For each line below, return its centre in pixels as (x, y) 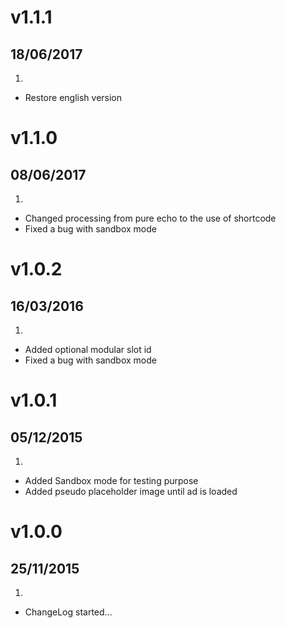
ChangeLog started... (68, 612)
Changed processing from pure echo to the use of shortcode (150, 218)
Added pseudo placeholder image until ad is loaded (131, 491)
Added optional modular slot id (88, 349)
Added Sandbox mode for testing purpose (111, 480)
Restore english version (73, 97)
